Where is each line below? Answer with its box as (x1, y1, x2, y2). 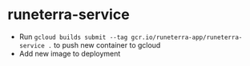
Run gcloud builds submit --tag (18, 32, 128, 41)
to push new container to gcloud (54, 40, 161, 49)
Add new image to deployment (18, 49, 121, 58)
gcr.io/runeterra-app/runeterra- (131, 33, 243, 41)
